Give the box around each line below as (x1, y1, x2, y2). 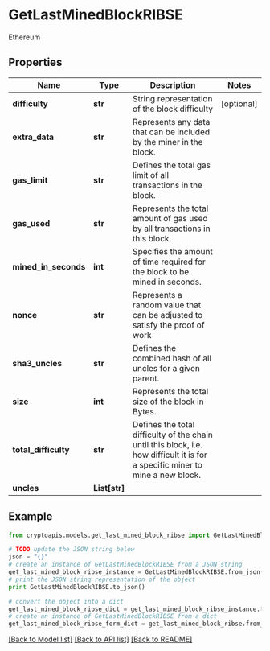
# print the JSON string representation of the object (8, 575, 196, 583)
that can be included (132, 126, 211, 138)
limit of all (132, 169, 170, 180)
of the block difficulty (132, 103, 213, 114)
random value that (132, 299, 202, 311)
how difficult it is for (132, 449, 207, 460)
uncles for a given (132, 362, 201, 373)
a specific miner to (132, 459, 203, 470)
